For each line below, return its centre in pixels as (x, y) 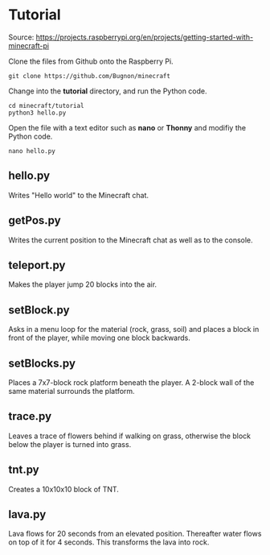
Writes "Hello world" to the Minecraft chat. (79, 195)
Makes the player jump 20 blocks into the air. (83, 284)
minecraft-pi (29, 45)
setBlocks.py (42, 363)
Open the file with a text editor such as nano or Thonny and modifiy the (127, 127)
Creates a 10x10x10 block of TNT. (63, 489)
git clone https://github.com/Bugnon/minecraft (90, 76)
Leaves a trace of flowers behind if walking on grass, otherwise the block (130, 436)
